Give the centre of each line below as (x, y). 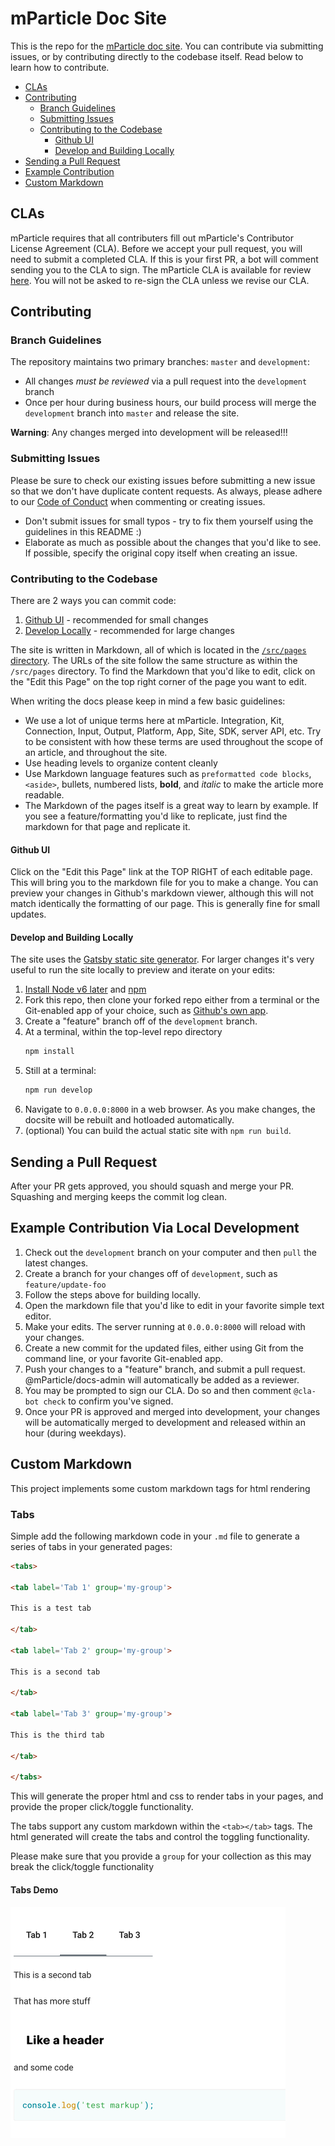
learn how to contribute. (60, 67)
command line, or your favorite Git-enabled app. (124, 1358)
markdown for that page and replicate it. (107, 827)
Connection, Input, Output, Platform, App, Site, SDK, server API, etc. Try (173, 731)
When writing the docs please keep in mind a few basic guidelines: (148, 701)
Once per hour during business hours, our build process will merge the (170, 403)
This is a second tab (55, 1672)
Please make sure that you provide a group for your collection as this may (161, 1856)
